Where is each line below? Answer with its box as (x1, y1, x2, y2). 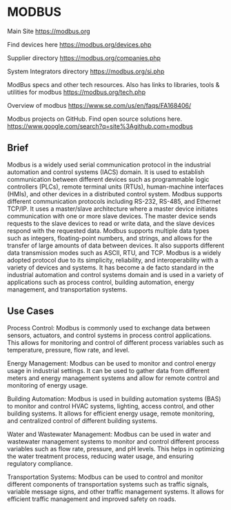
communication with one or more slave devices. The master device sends (7, 211, 217, 220)
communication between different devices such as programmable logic (7, 175, 210, 183)
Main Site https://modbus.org (7, 27, 91, 35)
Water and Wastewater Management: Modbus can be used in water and (7, 430, 212, 438)
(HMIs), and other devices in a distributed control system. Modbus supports (7, 189, 223, 198)
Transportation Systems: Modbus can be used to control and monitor (7, 473, 203, 481)
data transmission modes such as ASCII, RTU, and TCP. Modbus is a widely (7, 248, 221, 256)
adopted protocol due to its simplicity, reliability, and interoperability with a (7, 256, 219, 264)
